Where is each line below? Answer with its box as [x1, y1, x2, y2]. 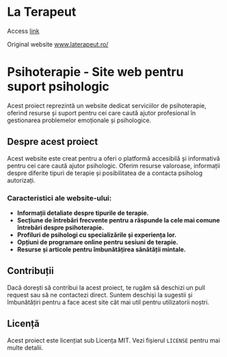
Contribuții [7, 265, 54, 277]
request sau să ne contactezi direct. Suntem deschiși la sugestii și [7, 290, 193, 299]
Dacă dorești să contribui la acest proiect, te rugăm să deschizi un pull [7, 283, 205, 292]
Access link [7, 27, 40, 35]
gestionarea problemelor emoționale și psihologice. [7, 116, 152, 124]
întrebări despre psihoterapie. [16, 223, 105, 231]
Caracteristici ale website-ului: [7, 193, 112, 203]
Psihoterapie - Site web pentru [7, 65, 184, 80]
